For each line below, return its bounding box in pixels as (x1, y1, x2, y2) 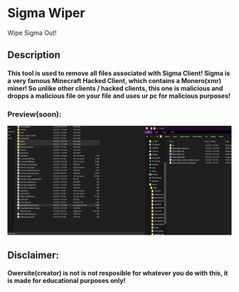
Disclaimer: (7, 249, 59, 261)
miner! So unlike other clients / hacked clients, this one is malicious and (7, 84, 223, 92)
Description (7, 49, 60, 61)
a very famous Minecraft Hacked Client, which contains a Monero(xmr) (7, 76, 222, 85)
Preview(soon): (7, 109, 62, 119)
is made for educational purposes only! (7, 276, 126, 285)
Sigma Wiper (7, 5, 85, 21)
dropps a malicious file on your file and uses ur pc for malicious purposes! (7, 91, 231, 100)
